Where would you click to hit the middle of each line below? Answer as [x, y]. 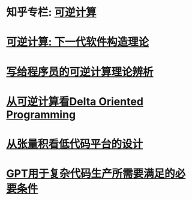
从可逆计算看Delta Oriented [75, 101]
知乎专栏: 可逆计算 [51, 12]
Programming [41, 114]
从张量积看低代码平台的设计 [75, 144]
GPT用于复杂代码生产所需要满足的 [91, 174]
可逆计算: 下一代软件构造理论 [77, 42]
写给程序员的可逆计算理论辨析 [80, 72]
